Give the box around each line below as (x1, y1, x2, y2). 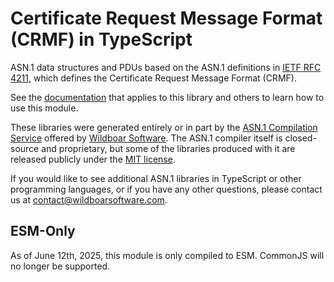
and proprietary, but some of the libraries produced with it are (41, 142, 296, 154)
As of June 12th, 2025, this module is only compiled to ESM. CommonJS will (10, 249, 325, 261)
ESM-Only (10, 223, 76, 240)
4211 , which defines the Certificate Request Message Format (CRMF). (10, 72, 297, 84)
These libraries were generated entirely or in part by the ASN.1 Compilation (10, 121, 318, 133)
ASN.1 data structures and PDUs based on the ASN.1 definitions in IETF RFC (10, 61, 322, 73)
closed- (284, 132, 317, 144)
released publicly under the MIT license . (10, 153, 176, 165)
